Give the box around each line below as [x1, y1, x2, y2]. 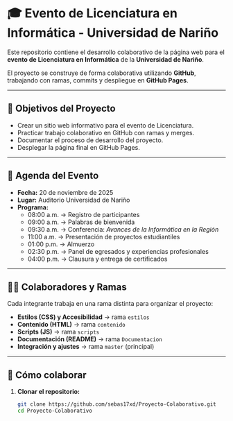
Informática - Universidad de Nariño [7, 25, 219, 41]
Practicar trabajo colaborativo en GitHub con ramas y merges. [17, 128, 195, 137]
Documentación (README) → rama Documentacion [17, 335, 163, 343]
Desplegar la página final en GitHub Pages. [17, 143, 141, 151]
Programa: [17, 203, 49, 212]
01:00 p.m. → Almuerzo [27, 240, 95, 248]
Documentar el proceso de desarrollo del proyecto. [17, 136, 164, 144]
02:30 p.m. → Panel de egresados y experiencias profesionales [27, 247, 209, 255]
